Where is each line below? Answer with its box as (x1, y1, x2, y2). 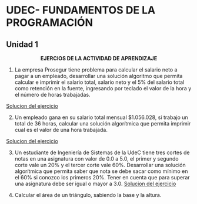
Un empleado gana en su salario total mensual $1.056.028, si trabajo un (14, 114, 188, 121)
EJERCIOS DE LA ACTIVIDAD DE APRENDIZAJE (40, 55, 158, 62)
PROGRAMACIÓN (6, 16, 93, 29)
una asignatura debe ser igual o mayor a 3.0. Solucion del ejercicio (14, 180, 176, 187)
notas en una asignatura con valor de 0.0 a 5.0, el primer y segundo (14, 155, 179, 162)
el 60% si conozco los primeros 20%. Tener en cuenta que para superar (14, 174, 190, 181)
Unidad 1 (6, 39, 38, 49)
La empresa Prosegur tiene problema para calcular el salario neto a (14, 66, 178, 73)
